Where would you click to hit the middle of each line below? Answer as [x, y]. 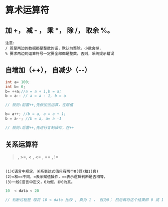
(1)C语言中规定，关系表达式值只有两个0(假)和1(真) [52, 171]
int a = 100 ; [18, 82]
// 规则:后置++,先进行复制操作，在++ [40, 127]
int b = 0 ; [16, 86]
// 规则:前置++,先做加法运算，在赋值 [39, 105]
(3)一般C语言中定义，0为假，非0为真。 [40, 182]
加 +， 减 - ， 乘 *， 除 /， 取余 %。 [60, 30]
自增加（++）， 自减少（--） [48, 70]
